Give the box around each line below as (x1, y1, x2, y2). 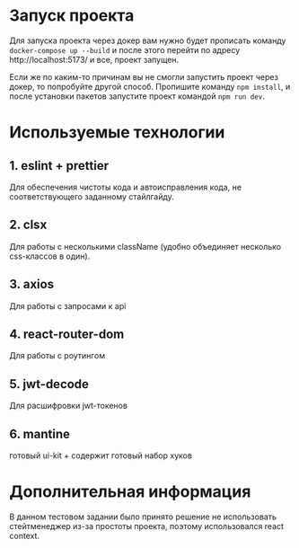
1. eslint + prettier (9, 158, 110, 173)
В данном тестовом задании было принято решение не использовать (9, 511, 277, 522)
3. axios (9, 277, 55, 292)
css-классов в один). (9, 251, 91, 261)
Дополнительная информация (9, 482, 251, 502)
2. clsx (9, 217, 48, 233)
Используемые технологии (9, 122, 225, 143)
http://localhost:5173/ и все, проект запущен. (9, 54, 180, 65)
